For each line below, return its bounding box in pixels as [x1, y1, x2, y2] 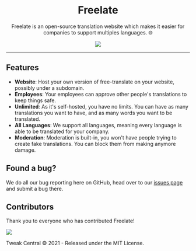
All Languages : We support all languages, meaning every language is [14, 121, 182, 128]
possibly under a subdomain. [14, 84, 85, 91]
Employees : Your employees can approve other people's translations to [14, 90, 187, 97]
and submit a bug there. [6, 185, 64, 192]
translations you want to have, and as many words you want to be [14, 109, 173, 116]
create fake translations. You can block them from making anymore [14, 140, 176, 147]
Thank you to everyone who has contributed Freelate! [6, 217, 135, 225]
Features [6, 62, 39, 73]
